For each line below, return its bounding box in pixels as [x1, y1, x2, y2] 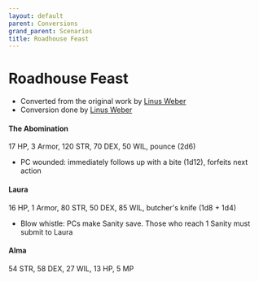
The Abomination [8, 123, 69, 133]
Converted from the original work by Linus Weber [20, 97, 187, 106]
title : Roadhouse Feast [8, 34, 90, 43]
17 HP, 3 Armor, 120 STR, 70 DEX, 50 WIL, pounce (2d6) [8, 141, 196, 151]
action [20, 166, 42, 175]
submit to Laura [20, 227, 73, 236]
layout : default [8, 11, 64, 20]
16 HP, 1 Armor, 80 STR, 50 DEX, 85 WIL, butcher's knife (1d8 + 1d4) [8, 202, 237, 212]
